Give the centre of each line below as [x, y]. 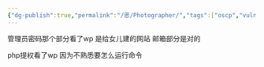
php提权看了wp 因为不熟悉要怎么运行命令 [75, 55]
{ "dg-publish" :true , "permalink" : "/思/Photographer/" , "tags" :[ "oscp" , [123, 15]
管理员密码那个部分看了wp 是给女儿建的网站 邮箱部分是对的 [104, 38]
